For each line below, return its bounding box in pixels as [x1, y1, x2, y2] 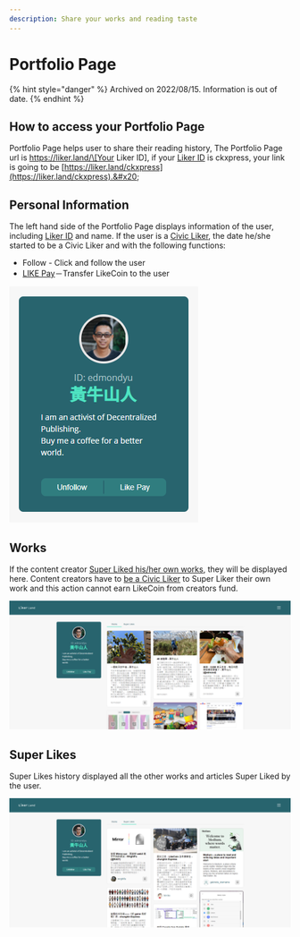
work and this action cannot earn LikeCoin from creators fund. [9, 583, 238, 593]
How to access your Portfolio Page [9, 119, 205, 134]
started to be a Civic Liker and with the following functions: [9, 240, 226, 251]
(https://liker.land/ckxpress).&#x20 [9, 171, 137, 183]
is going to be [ [9, 162, 65, 173]
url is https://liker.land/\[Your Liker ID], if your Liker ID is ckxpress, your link [9, 152, 286, 163]
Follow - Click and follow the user [21, 258, 146, 268]
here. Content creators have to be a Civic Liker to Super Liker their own [9, 574, 271, 583]
